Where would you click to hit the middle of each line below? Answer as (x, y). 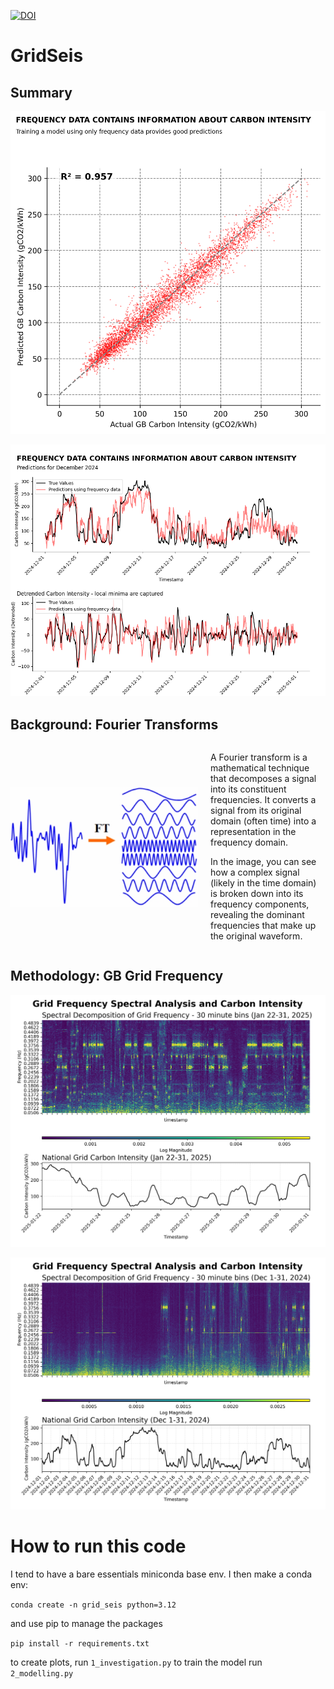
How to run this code (98, 1546)
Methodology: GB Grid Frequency (117, 976)
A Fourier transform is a (259, 757)
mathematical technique (260, 768)
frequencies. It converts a (263, 800)
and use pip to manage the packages (86, 1624)
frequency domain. (249, 842)
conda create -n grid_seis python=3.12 (93, 1605)
